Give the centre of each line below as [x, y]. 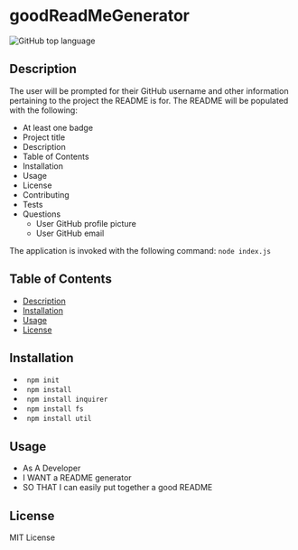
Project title [44, 137]
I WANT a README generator [77, 478]
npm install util [59, 419]
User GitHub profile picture [86, 223]
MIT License [33, 537]
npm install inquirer [67, 400]
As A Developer [51, 468]
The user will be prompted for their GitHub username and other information [149, 90]
